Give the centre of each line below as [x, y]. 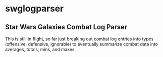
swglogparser [34, 9]
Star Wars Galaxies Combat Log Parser [66, 27]
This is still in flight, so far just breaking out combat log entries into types [79, 39]
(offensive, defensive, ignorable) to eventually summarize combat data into [81, 44]
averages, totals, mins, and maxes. [40, 49]
